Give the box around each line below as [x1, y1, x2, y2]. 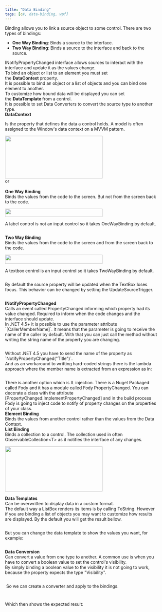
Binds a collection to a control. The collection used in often [5, 431, 123, 437]
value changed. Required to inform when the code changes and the [5, 311, 140, 316]
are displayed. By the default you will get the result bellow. [5, 516, 122, 522]
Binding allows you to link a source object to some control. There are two [5, 25, 151, 31]
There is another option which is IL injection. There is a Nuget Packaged [5, 379, 150, 385]
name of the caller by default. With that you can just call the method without [5, 331, 157, 337]
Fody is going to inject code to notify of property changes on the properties [5, 400, 157, 406]
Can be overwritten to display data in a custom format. [5, 500, 114, 506]
